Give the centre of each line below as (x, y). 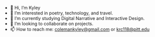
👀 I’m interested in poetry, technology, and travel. (61, 13)
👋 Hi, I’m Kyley (25, 8)
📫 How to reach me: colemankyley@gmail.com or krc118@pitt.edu (80, 29)
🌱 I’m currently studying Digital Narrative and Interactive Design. (77, 18)
